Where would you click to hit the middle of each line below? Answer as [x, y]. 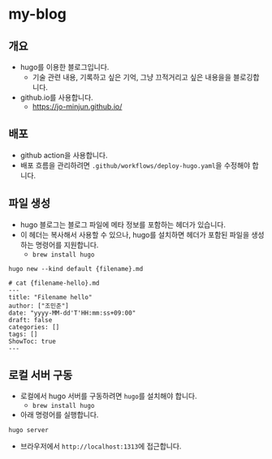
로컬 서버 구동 [41, 375]
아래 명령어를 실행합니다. [59, 415]
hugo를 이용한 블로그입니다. [65, 67]
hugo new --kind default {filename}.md [76, 268]
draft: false [30, 320]
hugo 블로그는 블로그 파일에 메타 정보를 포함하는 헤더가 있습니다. [123, 225]
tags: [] [23, 334]
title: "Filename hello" [50, 297]
